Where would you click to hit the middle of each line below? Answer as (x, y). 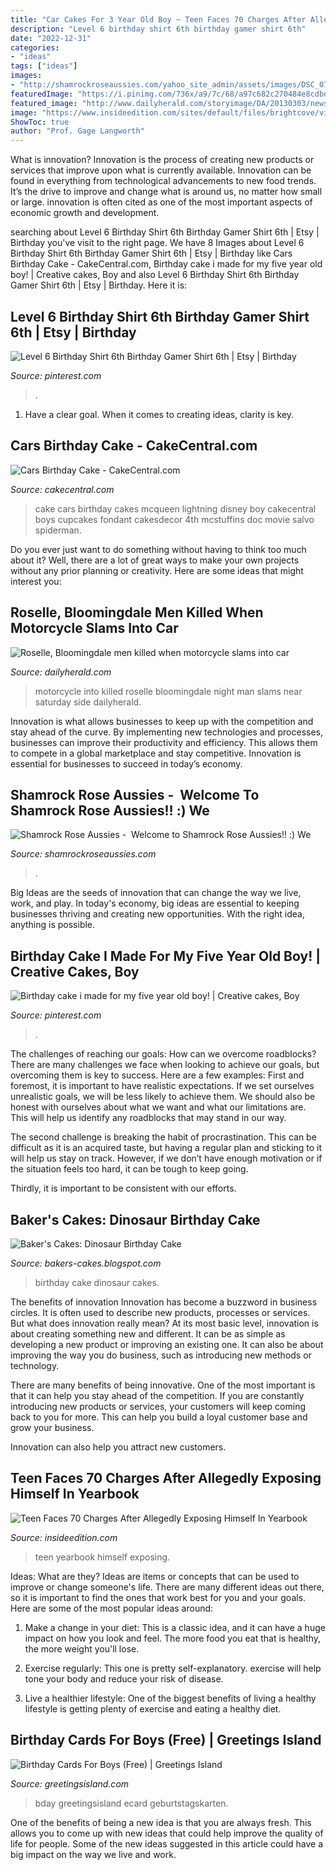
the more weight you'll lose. (82, 1648)
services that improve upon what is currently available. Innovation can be (161, 170)
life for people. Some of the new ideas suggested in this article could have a (167, 1843)
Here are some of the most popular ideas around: (112, 1608)
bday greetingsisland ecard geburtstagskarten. (131, 1803)
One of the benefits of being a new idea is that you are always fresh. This (161, 1822)
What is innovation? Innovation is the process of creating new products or (162, 160)
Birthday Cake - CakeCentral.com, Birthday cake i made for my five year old (166, 264)
